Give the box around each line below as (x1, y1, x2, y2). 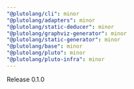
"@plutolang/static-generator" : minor (6, 36, 121, 43)
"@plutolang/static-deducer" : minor (6, 23, 114, 30)
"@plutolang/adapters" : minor (6, 17, 96, 24)
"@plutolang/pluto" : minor (6, 50, 86, 57)
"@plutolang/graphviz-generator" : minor (6, 29, 128, 37)
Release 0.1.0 (6, 75, 45, 83)
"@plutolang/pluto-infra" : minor (6, 56, 105, 63)
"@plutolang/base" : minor (6, 43, 83, 50)
